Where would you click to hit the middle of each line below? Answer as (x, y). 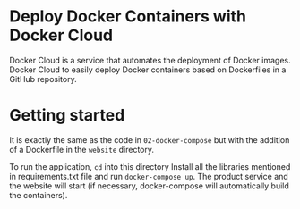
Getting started (67, 116)
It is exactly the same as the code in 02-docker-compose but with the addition (150, 139)
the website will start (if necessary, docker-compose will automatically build (149, 186)
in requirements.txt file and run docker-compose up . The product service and (149, 176)
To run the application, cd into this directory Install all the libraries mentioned (150, 166)
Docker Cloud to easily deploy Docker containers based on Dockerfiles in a (148, 70)
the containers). (39, 195)
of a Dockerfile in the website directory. (82, 149)
